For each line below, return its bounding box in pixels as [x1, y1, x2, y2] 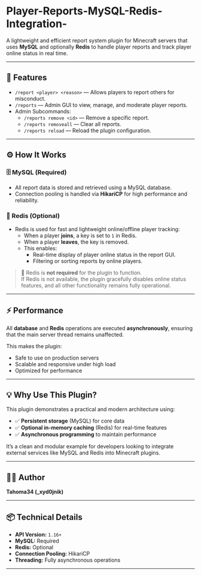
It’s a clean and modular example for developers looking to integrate [6, 443, 174, 450]
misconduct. [14, 95, 46, 102]
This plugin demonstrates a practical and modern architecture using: [6, 406, 175, 413]
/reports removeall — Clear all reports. [23, 120, 121, 127]
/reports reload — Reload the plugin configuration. [23, 127, 151, 134]
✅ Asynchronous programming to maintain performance [14, 431, 157, 438]
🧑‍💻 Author [6, 472, 45, 483]
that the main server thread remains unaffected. [6, 331, 124, 338]
